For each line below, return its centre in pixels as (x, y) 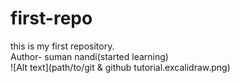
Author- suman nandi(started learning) (89, 56)
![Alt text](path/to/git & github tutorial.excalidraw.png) (120, 67)
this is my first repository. (62, 46)
